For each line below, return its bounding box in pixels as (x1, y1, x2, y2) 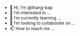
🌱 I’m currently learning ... (9, 15, 62, 20)
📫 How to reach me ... (9, 26, 55, 31)
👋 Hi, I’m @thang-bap (9, 5, 53, 10)
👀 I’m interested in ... (9, 10, 51, 16)
